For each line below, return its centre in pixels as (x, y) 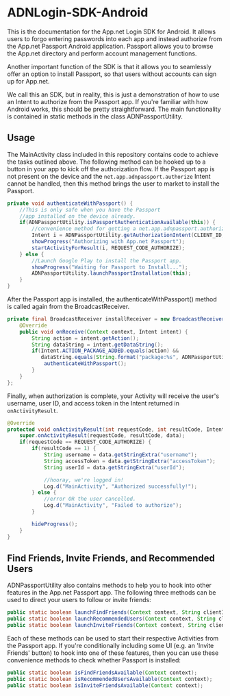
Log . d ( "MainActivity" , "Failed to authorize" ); (113, 506)
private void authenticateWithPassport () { (70, 203)
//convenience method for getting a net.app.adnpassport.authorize (130, 229)
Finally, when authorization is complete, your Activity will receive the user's (113, 396)
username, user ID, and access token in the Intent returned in (93, 403)
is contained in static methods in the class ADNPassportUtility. (95, 116)
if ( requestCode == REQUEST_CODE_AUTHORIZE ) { (86, 442)
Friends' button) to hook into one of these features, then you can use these (113, 653)
